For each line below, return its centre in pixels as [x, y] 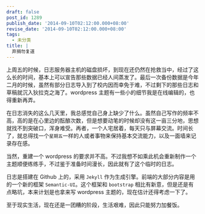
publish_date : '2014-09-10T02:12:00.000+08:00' [68, 23]
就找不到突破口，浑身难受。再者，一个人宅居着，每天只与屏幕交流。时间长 [100, 128]
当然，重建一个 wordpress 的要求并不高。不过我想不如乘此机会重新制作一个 [101, 156]
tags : [13, 35]
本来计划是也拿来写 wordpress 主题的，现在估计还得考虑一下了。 [109, 192]
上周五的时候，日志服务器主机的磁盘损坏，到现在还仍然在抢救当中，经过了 [100, 69]
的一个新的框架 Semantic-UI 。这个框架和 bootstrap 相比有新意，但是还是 [97, 184]
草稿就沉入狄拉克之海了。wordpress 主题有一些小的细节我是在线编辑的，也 [101, 92]
